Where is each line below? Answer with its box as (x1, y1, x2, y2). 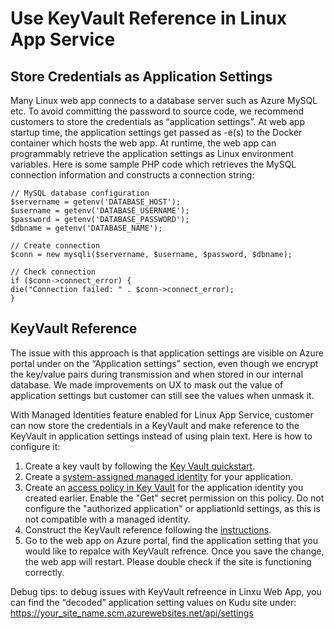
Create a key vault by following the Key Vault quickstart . (24, 460, 256, 472)
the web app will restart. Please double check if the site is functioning (24, 555, 312, 567)
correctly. (24, 566, 65, 578)
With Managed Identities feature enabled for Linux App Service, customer (10, 408, 314, 421)
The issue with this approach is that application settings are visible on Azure (10, 347, 325, 359)
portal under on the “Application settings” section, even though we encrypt (10, 357, 319, 369)
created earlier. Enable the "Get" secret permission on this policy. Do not (24, 492, 325, 504)
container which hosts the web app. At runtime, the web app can (10, 137, 277, 149)
